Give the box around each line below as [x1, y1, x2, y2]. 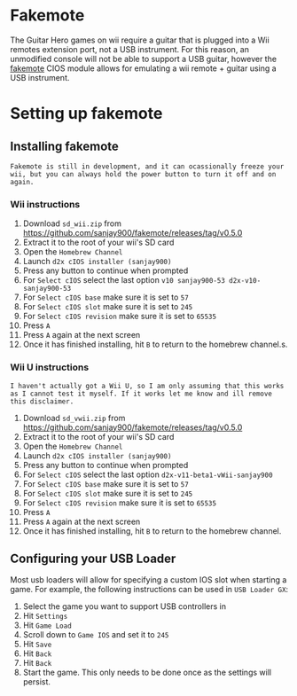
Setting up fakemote [10, 104, 163, 124]
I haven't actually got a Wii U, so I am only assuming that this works [10, 381, 285, 390]
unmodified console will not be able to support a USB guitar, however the [10, 53, 277, 64]
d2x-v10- [228, 277, 262, 285]
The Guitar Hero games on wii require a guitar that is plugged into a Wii [10, 35, 270, 45]
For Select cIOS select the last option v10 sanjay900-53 [22, 275, 225, 285]
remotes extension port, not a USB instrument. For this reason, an [10, 43, 249, 54]
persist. [22, 676, 51, 687]
